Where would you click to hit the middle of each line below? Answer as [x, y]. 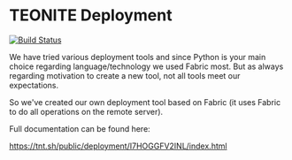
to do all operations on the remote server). [86, 111]
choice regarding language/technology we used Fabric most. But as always [146, 66]
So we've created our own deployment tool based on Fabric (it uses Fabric [145, 102]
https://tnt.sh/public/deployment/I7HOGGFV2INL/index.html [118, 146]
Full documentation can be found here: [80, 128]
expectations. [34, 85]
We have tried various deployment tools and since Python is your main [138, 57]
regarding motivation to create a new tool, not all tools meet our [125, 75]
